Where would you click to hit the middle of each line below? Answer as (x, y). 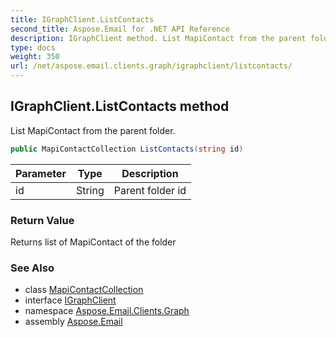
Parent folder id (150, 190)
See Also (32, 268)
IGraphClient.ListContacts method (120, 106)
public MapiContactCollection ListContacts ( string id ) (127, 149)
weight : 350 (35, 57)
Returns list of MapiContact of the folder (93, 242)
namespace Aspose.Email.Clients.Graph (107, 311)
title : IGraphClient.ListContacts (82, 19)
